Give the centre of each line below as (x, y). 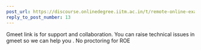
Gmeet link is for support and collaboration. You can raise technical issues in (100, 34)
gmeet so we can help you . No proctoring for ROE (68, 40)
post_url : (19, 12)
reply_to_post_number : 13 (38, 17)
